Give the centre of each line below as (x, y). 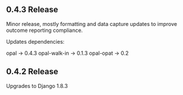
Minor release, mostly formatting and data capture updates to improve (92, 24)
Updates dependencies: (36, 41)
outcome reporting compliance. (44, 30)
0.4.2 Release (32, 72)
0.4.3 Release (32, 10)
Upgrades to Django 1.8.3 (37, 86)
